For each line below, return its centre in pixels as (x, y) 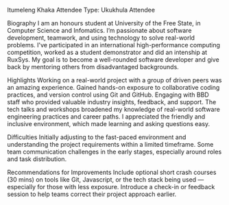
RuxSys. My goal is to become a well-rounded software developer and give (113, 60)
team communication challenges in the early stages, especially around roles (114, 152)
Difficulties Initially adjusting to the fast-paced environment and (97, 137)
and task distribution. (37, 159)
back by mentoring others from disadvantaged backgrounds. (93, 67)
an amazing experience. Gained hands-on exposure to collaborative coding (113, 87)
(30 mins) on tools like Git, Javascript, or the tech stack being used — (106, 180)
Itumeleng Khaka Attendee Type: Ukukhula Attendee (81, 10)
